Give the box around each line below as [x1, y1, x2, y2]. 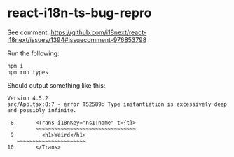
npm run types [7, 69, 49, 76]
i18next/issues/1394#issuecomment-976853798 [7, 35, 147, 43]
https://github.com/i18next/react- [50, 28, 147, 36]
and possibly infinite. [7, 107, 77, 114]
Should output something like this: [7, 81, 106, 89]
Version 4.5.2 [7, 95, 49, 102]
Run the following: [7, 49, 60, 57]
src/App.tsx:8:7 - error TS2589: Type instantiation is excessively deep [7, 100, 228, 108]
